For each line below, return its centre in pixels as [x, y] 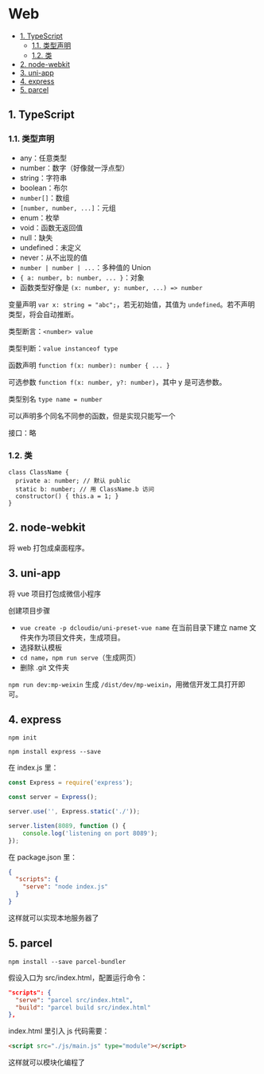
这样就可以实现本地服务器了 [54, 918]
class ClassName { [39, 472]
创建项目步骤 [29, 610]
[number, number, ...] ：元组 [68, 207]
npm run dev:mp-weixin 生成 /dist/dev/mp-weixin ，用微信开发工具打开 [123, 684]
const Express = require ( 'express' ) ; [71, 783]
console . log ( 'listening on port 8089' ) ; [90, 833]
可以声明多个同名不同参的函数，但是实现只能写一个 [92, 416]
